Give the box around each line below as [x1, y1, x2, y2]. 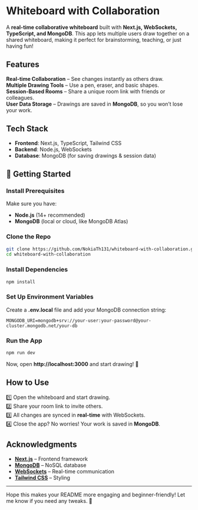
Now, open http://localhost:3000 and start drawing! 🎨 [6, 360, 139, 367]
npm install [6, 279, 35, 285]
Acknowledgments [6, 440, 78, 450]
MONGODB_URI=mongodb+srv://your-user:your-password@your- [6, 318, 151, 323]
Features [6, 60, 39, 70]
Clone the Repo [6, 233, 51, 241]
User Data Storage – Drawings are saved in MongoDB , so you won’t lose [6, 100, 183, 107]
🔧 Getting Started [6, 169, 71, 179]
